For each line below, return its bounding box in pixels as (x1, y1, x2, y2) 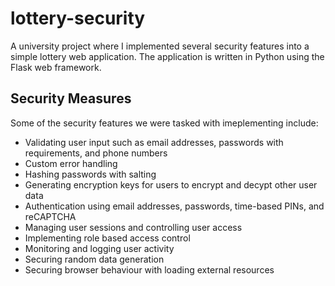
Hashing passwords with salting (24, 168, 157, 180)
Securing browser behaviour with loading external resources (24, 263, 275, 276)
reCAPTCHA (24, 210, 77, 222)
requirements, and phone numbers (24, 147, 168, 159)
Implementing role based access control (24, 232, 191, 244)
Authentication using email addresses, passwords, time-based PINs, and (24, 200, 325, 212)
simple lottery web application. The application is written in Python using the (10, 50, 325, 62)
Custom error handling (24, 157, 118, 169)
